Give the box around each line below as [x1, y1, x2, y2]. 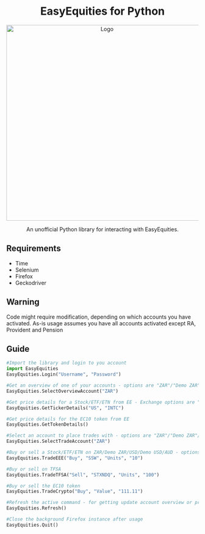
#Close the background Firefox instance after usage [6, 516, 143, 522]
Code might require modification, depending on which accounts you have [6, 313, 191, 321]
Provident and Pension [6, 326, 63, 333]
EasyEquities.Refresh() [6, 505, 67, 511]
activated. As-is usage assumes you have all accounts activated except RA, [6, 319, 196, 327]
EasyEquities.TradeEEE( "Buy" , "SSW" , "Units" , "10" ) [6, 454, 143, 461]
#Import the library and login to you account [6, 360, 127, 366]
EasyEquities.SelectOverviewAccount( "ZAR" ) [6, 388, 119, 394]
